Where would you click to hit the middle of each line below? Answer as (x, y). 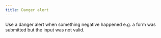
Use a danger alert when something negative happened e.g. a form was (81, 24)
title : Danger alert (27, 10)
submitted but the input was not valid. (45, 30)
